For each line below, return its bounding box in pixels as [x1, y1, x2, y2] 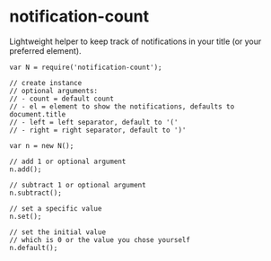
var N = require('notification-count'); [9, 63, 163, 72]
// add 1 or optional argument [9, 157, 127, 166]
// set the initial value [9, 227, 106, 237]
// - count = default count [9, 94, 115, 103]
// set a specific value [9, 204, 102, 213]
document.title [9, 109, 66, 118]
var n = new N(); [9, 141, 74, 150]
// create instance [9, 78, 83, 87]
